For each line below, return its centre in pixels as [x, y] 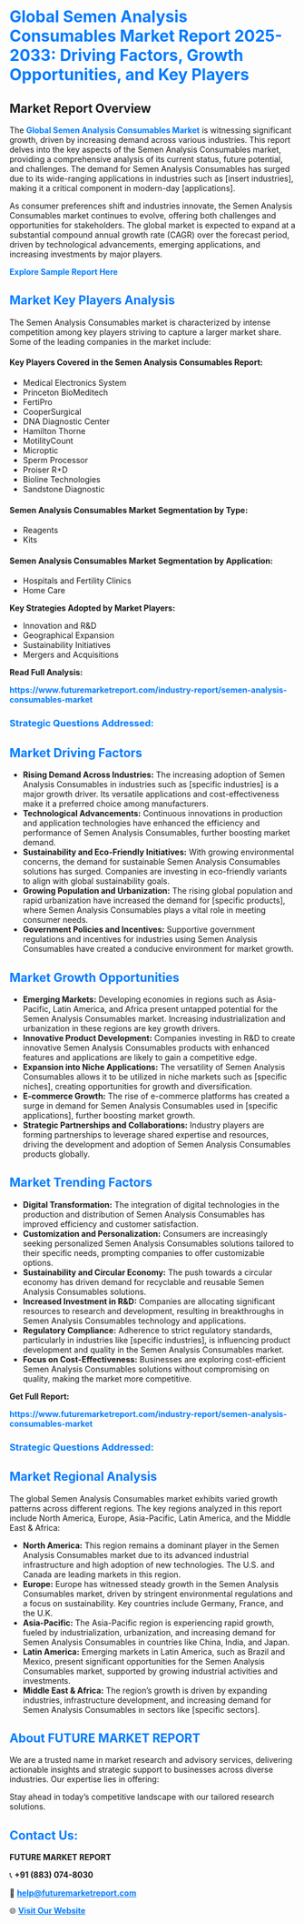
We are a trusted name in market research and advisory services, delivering [151, 1760]
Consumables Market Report [120, 36]
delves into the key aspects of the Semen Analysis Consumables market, [145, 149]
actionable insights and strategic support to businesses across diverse [142, 1770]
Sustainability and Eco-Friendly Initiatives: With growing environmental [158, 852]
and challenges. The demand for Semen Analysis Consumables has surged [150, 169]
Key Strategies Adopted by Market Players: [93, 608]
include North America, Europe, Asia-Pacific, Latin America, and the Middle [150, 1518]
